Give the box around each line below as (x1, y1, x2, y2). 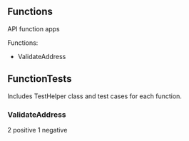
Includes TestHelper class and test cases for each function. (7, 92, 182, 100)
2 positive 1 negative (7, 125, 68, 134)
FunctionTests (7, 73, 72, 85)
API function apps (7, 24, 60, 33)
